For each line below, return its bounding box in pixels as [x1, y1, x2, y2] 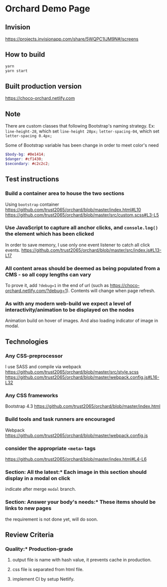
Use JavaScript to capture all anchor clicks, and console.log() [5, 224, 159, 231]
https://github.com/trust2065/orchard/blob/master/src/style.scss [5, 369, 139, 375]
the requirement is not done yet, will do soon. [5, 516, 98, 522]
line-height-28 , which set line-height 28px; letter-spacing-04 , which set [5, 128, 160, 135]
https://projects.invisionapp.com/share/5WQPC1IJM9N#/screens [5, 36, 139, 42]
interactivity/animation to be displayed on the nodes [5, 306, 135, 313]
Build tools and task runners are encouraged [5, 416, 115, 423]
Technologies [5, 337, 49, 346]
